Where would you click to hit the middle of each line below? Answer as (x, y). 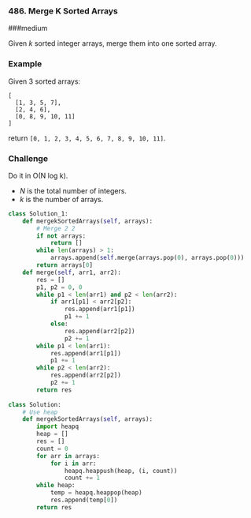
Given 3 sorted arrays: (44, 81)
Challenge (28, 158)
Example (25, 64)
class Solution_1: (38, 214)
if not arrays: (61, 236)
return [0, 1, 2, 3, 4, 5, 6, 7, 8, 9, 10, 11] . (87, 138)
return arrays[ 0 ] (65, 265)
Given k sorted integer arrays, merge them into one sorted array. (113, 43)
